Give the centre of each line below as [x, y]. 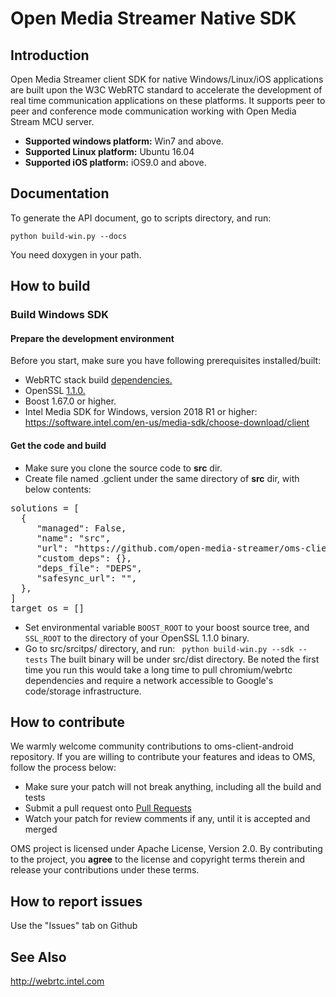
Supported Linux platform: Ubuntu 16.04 [109, 151]
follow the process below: [63, 768]
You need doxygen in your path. [76, 254]
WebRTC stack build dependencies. [98, 380]
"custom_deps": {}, [84, 558]
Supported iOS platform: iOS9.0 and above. [115, 162]
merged [41, 829]
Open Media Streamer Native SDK [153, 18]
